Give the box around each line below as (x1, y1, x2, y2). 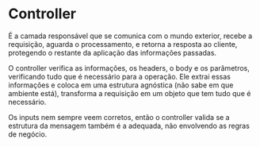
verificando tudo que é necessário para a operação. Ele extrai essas (8, 72, 231, 81)
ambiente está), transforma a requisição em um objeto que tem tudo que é (8, 88, 251, 98)
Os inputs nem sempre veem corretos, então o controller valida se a (8, 112, 230, 122)
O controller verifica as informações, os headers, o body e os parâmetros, (8, 63, 250, 72)
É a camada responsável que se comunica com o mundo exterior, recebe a (8, 31, 253, 41)
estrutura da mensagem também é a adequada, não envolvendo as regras (8, 121, 250, 130)
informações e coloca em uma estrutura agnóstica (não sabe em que (8, 80, 234, 90)
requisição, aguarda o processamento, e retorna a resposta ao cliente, (8, 39, 238, 48)
